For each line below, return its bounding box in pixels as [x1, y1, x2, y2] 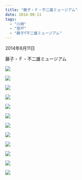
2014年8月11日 [5, 45, 35, 51]
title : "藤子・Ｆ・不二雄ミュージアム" [5, 7, 78, 13]
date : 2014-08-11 [5, 12, 42, 17]
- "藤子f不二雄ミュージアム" [10, 31, 62, 36]
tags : [5, 17, 17, 22]
